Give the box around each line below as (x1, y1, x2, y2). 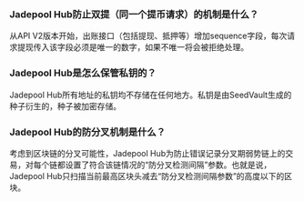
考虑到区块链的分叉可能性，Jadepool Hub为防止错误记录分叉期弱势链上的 (9, 147, 286, 158)
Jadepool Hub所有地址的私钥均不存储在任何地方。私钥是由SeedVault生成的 (9, 89, 292, 100)
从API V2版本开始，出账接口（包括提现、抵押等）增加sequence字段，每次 (9, 30, 288, 42)
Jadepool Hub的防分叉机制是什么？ (9, 126, 167, 138)
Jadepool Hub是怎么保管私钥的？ (9, 66, 157, 79)
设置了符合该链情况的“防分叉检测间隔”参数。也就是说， (65, 159, 272, 170)
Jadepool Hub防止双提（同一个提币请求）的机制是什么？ (9, 7, 259, 20)
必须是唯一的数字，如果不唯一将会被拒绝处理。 (72, 42, 248, 53)
